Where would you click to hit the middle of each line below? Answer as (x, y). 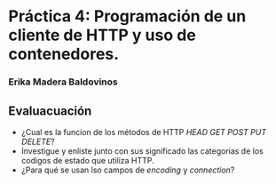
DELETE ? (38, 141)
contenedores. (64, 54)
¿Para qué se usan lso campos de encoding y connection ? (128, 170)
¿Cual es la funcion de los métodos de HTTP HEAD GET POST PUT (144, 132)
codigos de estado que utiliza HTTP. (87, 160)
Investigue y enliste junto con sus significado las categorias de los (142, 151)
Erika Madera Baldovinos (63, 82)
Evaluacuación (50, 111)
